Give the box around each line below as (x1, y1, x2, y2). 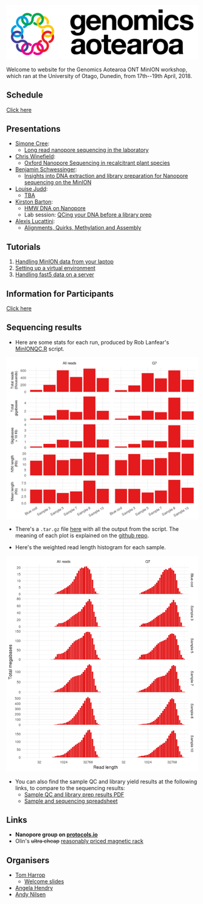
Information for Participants (6, 288, 114, 299)
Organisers (6, 855, 50, 866)
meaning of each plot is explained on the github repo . (15, 532, 150, 539)
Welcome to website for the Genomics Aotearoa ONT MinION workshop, (6, 66, 187, 73)
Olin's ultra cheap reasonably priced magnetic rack (15, 838, 144, 845)
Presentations (6, 124, 61, 134)
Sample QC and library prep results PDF (24, 791, 125, 798)
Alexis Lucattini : (15, 218, 55, 225)
